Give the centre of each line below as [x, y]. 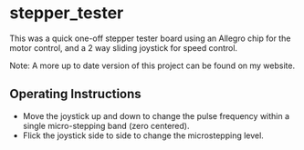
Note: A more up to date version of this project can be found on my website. [152, 65]
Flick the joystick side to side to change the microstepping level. [143, 135]
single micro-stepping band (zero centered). [106, 125]
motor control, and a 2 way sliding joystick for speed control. [124, 47]
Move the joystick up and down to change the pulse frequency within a [156, 115]
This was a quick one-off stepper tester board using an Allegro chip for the [150, 38]
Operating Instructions [75, 94]
